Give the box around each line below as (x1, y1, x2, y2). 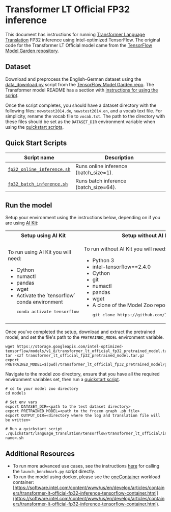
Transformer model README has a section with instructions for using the (5, 87, 158, 93)
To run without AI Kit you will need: (83, 245, 167, 252)
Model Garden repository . (5, 48, 59, 54)
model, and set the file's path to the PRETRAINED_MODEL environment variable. (5, 334, 164, 340)
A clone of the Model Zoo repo (92, 301, 165, 309)
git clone (92, 312, 116, 318)
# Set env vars (5, 400, 38, 405)
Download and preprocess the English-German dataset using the (5, 76, 141, 82)
